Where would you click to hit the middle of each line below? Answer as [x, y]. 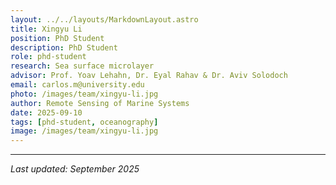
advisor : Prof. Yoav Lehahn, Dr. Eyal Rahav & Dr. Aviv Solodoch [149, 76]
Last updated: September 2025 [75, 169]
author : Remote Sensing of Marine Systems [100, 103]
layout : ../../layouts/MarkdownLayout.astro [104, 19]
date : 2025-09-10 [46, 112]
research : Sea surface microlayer [82, 66]
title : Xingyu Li [46, 29]
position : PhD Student [57, 38]
